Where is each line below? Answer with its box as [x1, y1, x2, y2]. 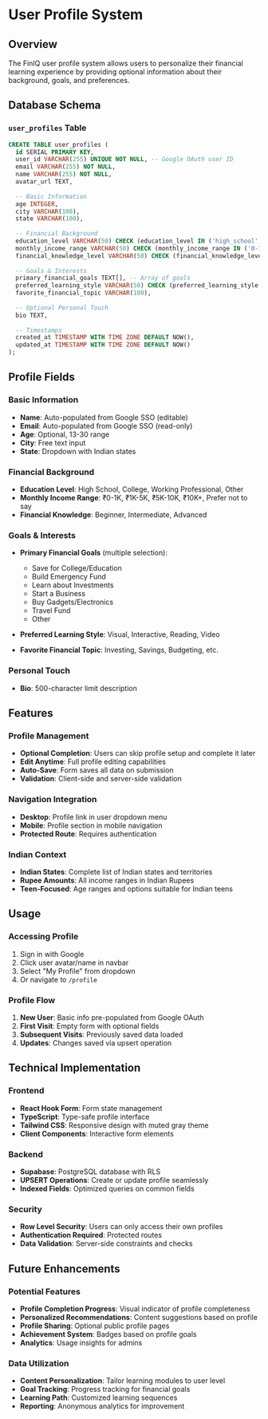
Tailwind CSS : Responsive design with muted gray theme [19, 1120, 209, 1130]
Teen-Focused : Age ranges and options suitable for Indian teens [19, 883, 234, 893]
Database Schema [8, 98, 101, 113]
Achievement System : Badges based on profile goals [19, 1329, 197, 1338]
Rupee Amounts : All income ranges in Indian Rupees [19, 876, 195, 885]
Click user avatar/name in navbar [19, 958, 129, 967]
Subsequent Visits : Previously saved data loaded [19, 1030, 183, 1039]
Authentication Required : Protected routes [19, 1231, 162, 1240]
